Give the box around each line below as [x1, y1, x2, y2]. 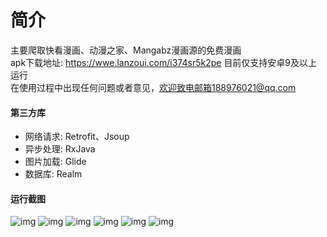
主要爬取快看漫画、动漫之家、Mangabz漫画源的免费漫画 [10, 44, 242, 56]
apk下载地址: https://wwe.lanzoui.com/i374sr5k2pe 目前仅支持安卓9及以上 [10, 56, 318, 68]
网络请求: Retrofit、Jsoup [24, 131, 130, 143]
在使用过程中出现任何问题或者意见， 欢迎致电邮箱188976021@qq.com [10, 81, 297, 93]
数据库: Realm [24, 168, 83, 180]
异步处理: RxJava [24, 143, 96, 155]
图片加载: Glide [24, 156, 87, 168]
